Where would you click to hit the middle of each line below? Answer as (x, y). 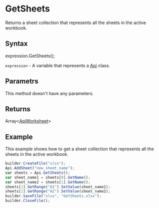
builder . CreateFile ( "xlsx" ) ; (35, 163)
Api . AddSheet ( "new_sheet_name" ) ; (40, 168)
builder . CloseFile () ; (28, 201)
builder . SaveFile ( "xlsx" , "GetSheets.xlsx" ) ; (53, 196)
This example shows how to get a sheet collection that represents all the (79, 149)
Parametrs (22, 81)
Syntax (16, 44)
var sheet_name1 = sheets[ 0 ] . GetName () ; (48, 177)
